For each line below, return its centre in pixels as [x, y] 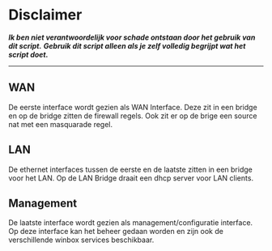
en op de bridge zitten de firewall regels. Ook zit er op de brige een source [133, 116]
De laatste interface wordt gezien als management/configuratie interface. [131, 223]
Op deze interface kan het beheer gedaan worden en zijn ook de [116, 232]
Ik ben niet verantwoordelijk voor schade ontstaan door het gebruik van [132, 37]
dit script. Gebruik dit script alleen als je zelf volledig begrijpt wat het [127, 45]
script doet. [28, 54]
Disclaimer [45, 15]
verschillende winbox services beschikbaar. [81, 240]
